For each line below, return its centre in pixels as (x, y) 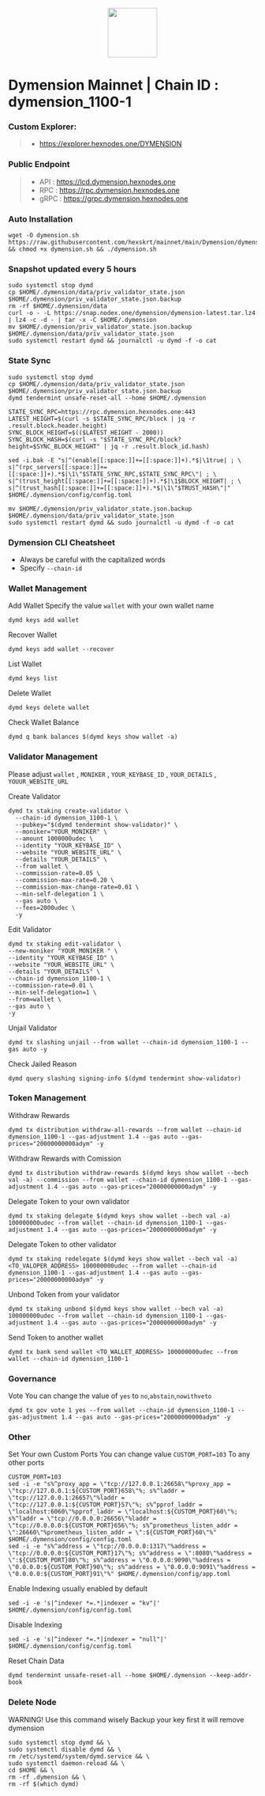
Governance (32, 1378)
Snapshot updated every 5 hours (72, 269)
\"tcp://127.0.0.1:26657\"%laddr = (67, 1498)
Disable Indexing (35, 1625)
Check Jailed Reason (43, 1063)
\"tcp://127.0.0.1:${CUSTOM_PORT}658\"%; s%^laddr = (97, 1491)
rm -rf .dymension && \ (47, 1777)
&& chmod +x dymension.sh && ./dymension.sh (82, 249)
